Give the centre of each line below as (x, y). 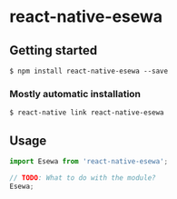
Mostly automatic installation (75, 94)
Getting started (54, 50)
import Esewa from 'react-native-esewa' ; (89, 162)
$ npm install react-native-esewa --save (89, 71)
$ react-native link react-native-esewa (87, 113)
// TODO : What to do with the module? (83, 178)
